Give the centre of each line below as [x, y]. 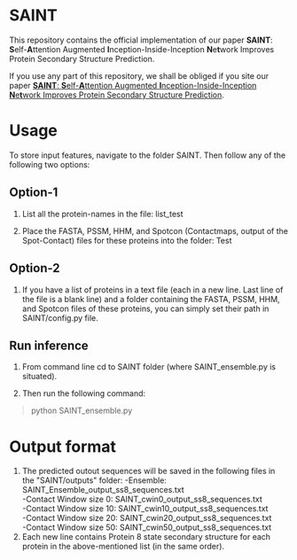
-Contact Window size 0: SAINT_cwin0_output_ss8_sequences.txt [142, 499]
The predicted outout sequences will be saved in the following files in [148, 471]
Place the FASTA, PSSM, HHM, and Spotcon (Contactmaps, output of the [155, 230]
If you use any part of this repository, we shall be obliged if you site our [139, 75]
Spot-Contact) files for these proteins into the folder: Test [127, 240]
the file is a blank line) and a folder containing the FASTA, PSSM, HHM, [151, 299]
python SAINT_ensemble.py [82, 411]
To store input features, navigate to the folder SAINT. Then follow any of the [148, 155]
